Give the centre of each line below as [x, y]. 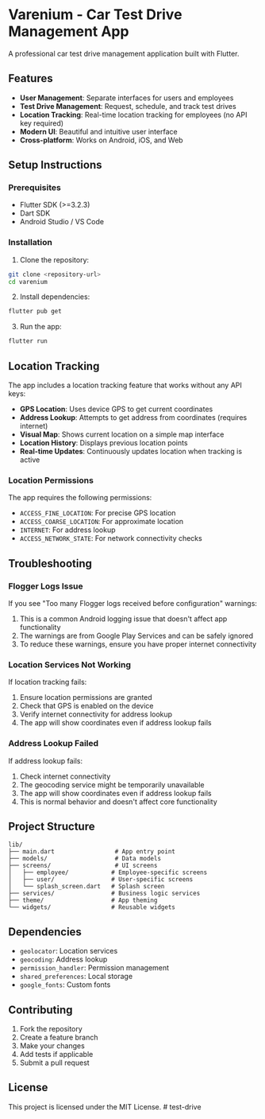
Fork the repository [51, 1029]
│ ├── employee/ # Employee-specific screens [108, 872]
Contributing [40, 1010]
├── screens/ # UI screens [83, 866]
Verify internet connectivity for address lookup [96, 714]
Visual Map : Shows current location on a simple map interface [122, 434]
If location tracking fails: [48, 682]
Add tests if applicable [56, 1055]
